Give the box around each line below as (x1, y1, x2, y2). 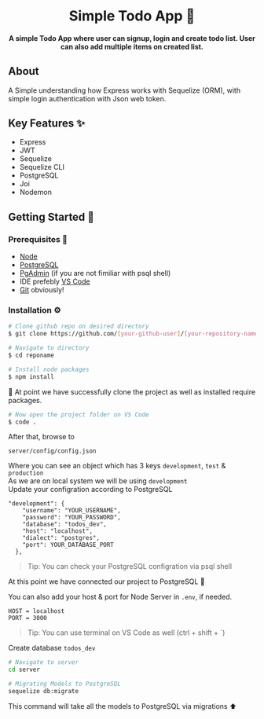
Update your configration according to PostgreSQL (8, 485, 173, 494)
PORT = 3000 (8, 614, 47, 622)
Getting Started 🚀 (8, 210, 95, 223)
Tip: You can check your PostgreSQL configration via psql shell (27, 562, 233, 571)
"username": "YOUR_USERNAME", (22, 507, 122, 515)
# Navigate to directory (8, 344, 90, 352)
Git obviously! (19, 285, 64, 295)
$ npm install (8, 372, 55, 380)
